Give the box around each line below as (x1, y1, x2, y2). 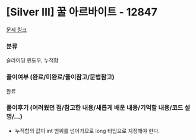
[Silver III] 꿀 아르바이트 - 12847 (6, 5, 157, 19)
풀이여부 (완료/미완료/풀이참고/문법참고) (6, 73, 115, 82)
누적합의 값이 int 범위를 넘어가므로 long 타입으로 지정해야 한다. (14, 127, 160, 134)
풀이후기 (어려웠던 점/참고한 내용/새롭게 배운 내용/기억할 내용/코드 (6, 104, 184, 112)
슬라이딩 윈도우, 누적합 (6, 57, 59, 64)
